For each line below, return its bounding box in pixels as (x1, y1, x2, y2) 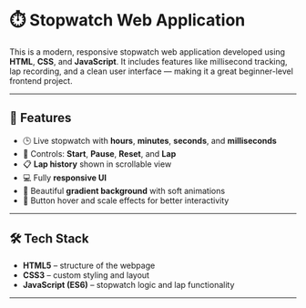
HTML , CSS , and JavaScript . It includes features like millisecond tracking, (9, 56, 289, 67)
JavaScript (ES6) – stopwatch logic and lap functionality (22, 279, 235, 290)
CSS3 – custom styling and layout (22, 269, 150, 281)
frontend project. (9, 75, 73, 86)
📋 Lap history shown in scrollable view (22, 159, 172, 169)
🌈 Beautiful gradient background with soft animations (22, 185, 226, 196)
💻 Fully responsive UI (22, 172, 107, 183)
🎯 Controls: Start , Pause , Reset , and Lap (22, 148, 177, 159)
